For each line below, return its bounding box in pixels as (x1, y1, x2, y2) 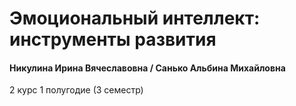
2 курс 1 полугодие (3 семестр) (9, 84, 144, 96)
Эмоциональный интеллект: (9, 7, 261, 30)
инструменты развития (9, 28, 217, 51)
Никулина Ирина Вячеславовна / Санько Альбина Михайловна (9, 62, 286, 74)
